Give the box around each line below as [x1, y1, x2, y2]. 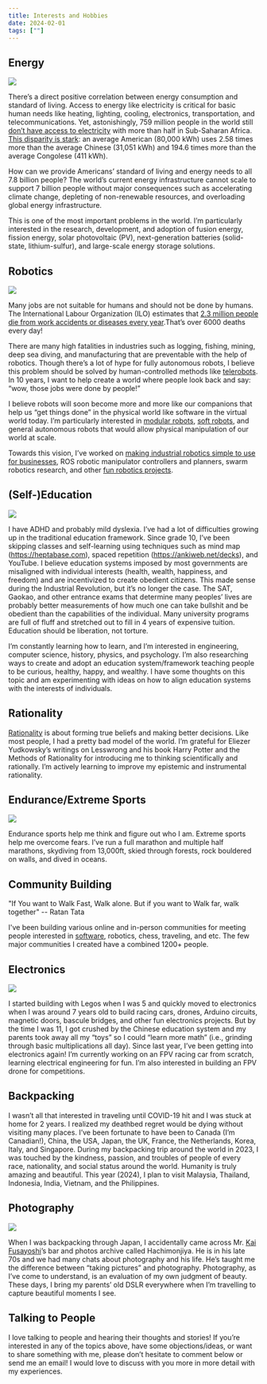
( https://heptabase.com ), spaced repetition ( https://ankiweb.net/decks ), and [8, 549, 258, 559]
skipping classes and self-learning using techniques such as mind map [8, 541, 241, 550]
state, [8, 241, 27, 251]
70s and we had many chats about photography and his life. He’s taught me [8, 1254, 256, 1264]
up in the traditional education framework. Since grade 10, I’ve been [8, 533, 230, 542]
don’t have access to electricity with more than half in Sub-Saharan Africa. [8, 126, 253, 135]
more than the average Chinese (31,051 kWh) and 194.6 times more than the [8, 143, 257, 152]
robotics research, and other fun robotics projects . [8, 465, 173, 475]
